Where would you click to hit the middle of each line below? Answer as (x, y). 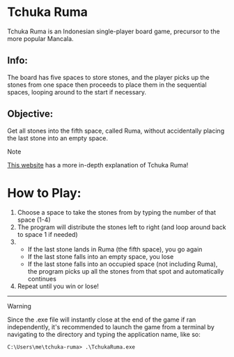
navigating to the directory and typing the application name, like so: (104, 334)
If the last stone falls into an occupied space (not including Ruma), (123, 264)
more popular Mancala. (41, 38)
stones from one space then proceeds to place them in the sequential (107, 85)
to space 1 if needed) (47, 234)
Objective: (30, 114)
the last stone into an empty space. (58, 138)
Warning (19, 306)
